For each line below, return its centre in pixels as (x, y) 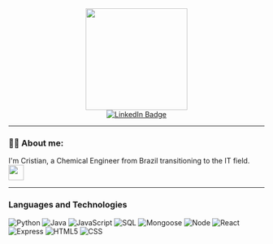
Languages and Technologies (68, 205)
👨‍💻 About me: (36, 143)
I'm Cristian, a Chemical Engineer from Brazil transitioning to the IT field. (129, 161)
